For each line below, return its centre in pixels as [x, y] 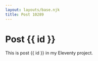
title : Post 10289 [24, 14]
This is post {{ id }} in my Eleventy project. [49, 53]
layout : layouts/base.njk [32, 10]
